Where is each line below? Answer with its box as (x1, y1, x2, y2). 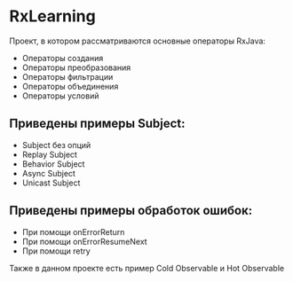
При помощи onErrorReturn (21, 226, 125, 237)
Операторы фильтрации (21, 71, 114, 82)
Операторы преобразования (21, 62, 131, 73)
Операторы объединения (21, 81, 119, 91)
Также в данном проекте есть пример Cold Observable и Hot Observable (9, 262, 285, 273)
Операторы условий (21, 90, 99, 101)
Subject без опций (21, 139, 91, 150)
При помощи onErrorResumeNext (21, 236, 148, 247)
